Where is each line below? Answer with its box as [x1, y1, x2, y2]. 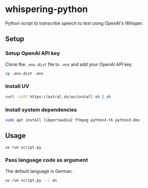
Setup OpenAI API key [5, 50, 60, 57]
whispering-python [5, 4, 88, 15]
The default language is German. [5, 168, 73, 174]
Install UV [5, 83, 30, 90]
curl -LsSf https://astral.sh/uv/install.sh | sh [5, 94, 111, 99]
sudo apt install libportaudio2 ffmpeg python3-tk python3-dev [5, 117, 140, 123]
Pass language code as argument [5, 157, 88, 164]
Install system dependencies [5, 106, 77, 113]
